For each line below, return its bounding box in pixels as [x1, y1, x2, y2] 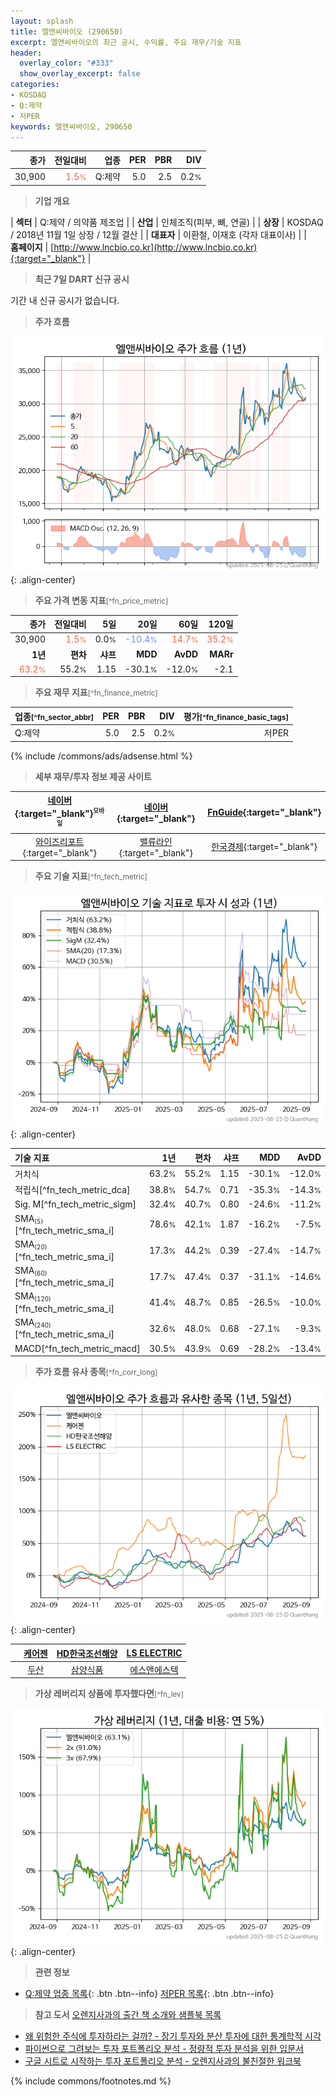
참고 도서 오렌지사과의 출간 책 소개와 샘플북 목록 [34, 2009, 222, 2021]
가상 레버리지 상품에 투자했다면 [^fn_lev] [34, 1688, 184, 1700]
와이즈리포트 [35, 835, 85, 847]
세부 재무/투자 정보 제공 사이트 [34, 770, 152, 782]
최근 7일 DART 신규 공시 [34, 273, 130, 285]
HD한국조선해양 [56, 1647, 118, 1659]
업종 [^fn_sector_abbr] [14, 710, 95, 722]
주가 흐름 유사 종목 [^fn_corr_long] [34, 1366, 158, 1378]
